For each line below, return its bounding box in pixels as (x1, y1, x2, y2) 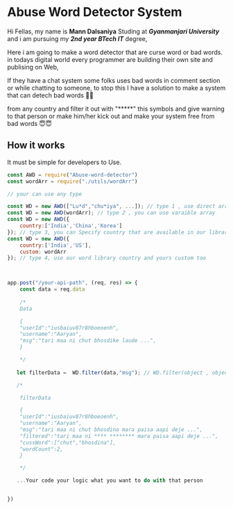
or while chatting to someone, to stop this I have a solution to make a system (7, 83, 226, 92)
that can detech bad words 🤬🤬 (7, 91, 94, 99)
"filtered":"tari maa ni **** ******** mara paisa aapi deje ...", (19, 433, 218, 439)
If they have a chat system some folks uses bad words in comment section (7, 76, 221, 84)
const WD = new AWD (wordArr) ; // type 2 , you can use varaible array (7, 209, 216, 216)
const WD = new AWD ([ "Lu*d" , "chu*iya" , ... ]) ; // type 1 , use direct (7, 203, 216, 210)
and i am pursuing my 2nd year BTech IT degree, (7, 34, 148, 42)
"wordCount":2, (19, 446, 64, 453)
